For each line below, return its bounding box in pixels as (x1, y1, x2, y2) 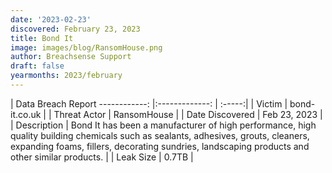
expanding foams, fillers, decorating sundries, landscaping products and (10, 140, 310, 152)
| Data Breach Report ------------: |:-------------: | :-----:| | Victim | (10, 97, 288, 110)
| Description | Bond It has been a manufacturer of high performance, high (10, 119, 317, 131)
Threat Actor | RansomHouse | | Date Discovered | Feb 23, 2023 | (53, 108, 323, 120)
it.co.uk (10, 108, 42, 120)
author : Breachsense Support (10, 52, 132, 62)
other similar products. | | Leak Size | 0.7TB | (10, 151, 194, 163)
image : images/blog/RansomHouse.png (10, 42, 163, 53)
